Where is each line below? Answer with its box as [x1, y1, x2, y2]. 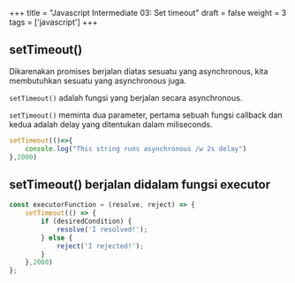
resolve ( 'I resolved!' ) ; [56, 225, 148, 233]
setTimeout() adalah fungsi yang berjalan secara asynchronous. [9, 92, 243, 103]
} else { [41, 233, 73, 242]
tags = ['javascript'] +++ [9, 17, 99, 27]
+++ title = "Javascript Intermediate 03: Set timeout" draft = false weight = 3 [9, 8, 287, 18]
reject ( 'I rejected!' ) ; [56, 241, 144, 250]
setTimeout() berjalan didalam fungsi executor [9, 177, 271, 192]
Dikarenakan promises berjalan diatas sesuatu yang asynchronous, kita [9, 65, 269, 76]
